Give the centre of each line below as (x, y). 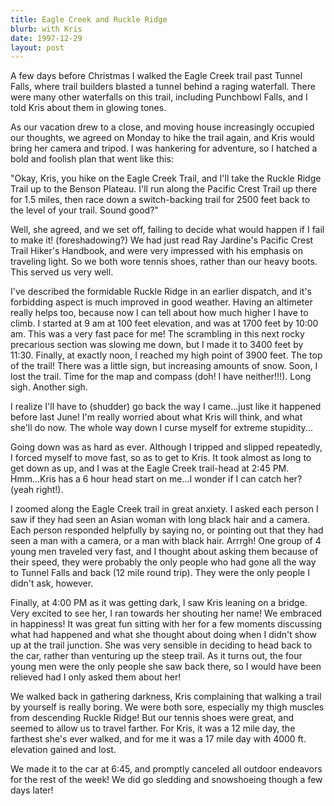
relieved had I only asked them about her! (96, 677)
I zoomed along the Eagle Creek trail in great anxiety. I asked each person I (164, 509)
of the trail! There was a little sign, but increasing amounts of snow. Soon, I (164, 366)
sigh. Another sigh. (49, 387)
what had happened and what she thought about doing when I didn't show (163, 635)
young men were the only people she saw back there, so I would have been (166, 667)
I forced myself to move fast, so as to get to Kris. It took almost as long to (161, 458)
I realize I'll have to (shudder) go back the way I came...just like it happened (166, 407)
